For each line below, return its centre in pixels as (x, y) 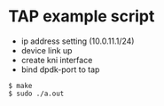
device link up (47, 50)
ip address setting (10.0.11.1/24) (78, 41)
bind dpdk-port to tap (60, 69)
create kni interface (57, 60)
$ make (20, 86)
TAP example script (82, 16)
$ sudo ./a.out (36, 94)
